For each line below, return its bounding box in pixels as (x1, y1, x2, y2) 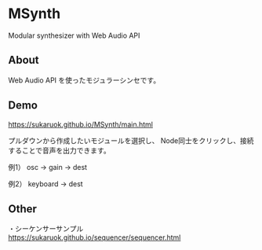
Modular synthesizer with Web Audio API (8, 31, 140, 40)
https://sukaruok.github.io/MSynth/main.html (8, 119, 153, 129)
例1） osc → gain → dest (8, 162, 88, 171)
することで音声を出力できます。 (8, 145, 111, 155)
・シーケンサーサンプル (8, 224, 84, 233)
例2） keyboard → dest (8, 178, 84, 189)
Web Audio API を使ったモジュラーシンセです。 (8, 75, 161, 85)
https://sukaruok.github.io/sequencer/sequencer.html (8, 233, 181, 242)
